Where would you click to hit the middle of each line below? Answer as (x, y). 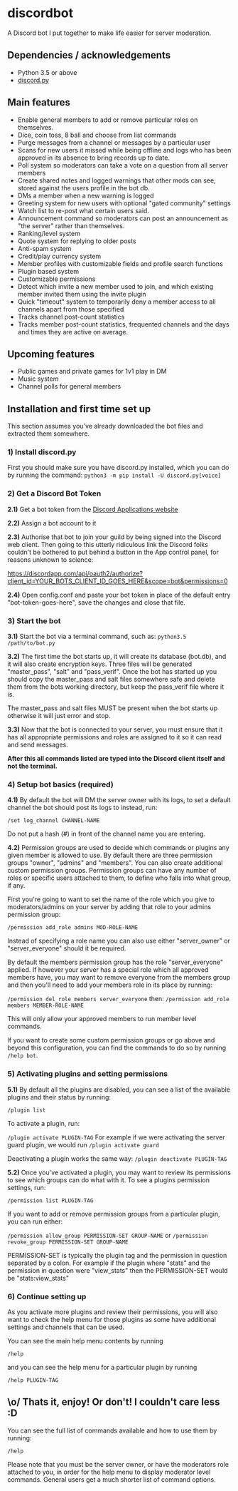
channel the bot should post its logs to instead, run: (82, 808)
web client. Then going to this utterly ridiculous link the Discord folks (108, 544)
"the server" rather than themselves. (71, 225)
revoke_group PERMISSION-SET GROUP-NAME (68, 1242)
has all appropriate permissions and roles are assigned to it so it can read (115, 737)
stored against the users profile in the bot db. (84, 188)
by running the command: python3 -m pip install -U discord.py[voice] (114, 475)
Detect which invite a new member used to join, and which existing (115, 286)
